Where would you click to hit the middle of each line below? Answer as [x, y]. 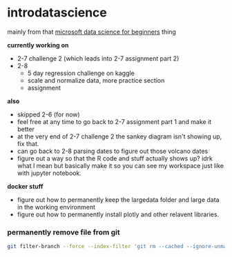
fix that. [28, 143]
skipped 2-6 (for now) [49, 114]
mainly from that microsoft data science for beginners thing [91, 32]
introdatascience [57, 13]
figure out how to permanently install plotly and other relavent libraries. [118, 214]
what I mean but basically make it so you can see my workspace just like [120, 165]
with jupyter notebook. [49, 173]
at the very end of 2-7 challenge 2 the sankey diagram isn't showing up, [119, 136]
